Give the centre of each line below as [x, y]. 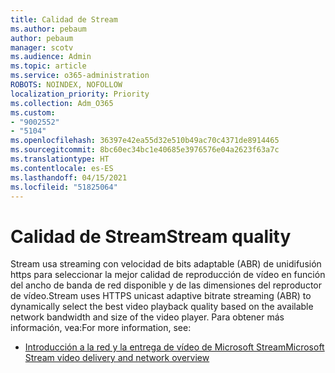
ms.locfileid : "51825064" [64, 187]
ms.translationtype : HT [60, 159]
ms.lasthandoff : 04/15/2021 [69, 177]
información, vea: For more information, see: [101, 328]
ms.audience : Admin [51, 57]
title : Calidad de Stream [64, 19]
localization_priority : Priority [80, 94]
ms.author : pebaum [48, 29]
